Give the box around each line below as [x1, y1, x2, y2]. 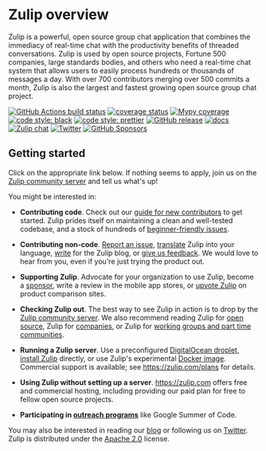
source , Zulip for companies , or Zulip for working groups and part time [19, 321, 252, 331]
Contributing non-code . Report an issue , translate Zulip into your [19, 239, 235, 249]
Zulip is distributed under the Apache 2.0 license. [8, 433, 170, 443]
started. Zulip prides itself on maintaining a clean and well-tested [19, 215, 233, 225]
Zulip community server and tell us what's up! [8, 176, 158, 186]
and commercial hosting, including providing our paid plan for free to [19, 386, 245, 395]
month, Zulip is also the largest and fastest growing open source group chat [8, 82, 257, 92]
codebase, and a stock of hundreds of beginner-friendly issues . [19, 224, 229, 233]
